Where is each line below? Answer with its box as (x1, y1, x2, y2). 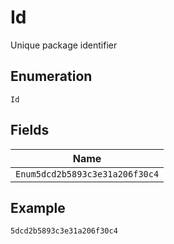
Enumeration (10, 68, 93, 85)
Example (10, 199, 66, 216)
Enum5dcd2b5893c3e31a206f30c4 (15, 168, 160, 180)
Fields (10, 122, 50, 139)
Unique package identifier (10, 39, 118, 51)
